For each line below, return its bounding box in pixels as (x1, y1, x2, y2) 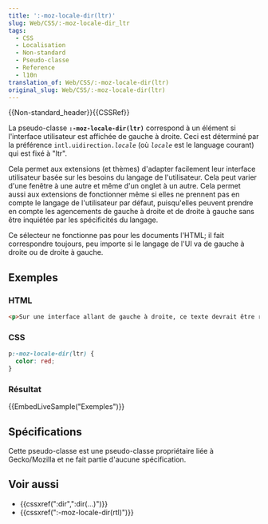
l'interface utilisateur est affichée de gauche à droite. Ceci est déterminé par (8, 132, 259, 141)
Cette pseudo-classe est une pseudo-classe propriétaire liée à (8, 446, 214, 455)
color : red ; (15, 357, 56, 366)
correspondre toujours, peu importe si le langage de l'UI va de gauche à (8, 239, 245, 248)
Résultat (8, 383, 41, 395)
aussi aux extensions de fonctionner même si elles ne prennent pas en (8, 189, 240, 200)
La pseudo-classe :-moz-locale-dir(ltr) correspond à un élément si (8, 123, 237, 133)
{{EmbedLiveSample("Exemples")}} (8, 402, 125, 411)
